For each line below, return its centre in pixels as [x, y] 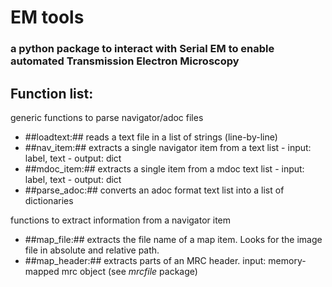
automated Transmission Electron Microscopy [125, 61]
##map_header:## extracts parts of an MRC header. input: [145, 260]
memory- [287, 260]
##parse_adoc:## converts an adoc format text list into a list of [154, 190]
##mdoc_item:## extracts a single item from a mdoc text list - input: [164, 168]
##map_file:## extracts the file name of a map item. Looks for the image [173, 239]
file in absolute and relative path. [92, 250]
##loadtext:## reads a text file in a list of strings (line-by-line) [151, 137]
